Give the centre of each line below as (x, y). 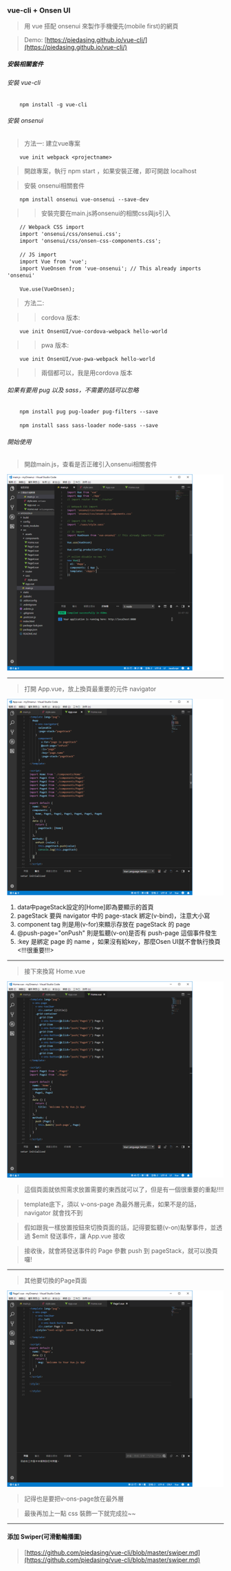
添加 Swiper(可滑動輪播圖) (45, 1537)
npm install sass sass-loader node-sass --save (89, 426)
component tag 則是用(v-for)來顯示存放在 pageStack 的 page (103, 925)
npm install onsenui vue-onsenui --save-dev (84, 200)
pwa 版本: (55, 345)
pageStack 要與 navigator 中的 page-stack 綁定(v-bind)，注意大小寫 (113, 916)
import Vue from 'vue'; (54, 262)
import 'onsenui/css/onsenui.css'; (70, 234)
